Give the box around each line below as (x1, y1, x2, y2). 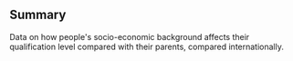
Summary (9, 7, 67, 23)
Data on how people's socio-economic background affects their (9, 31, 250, 42)
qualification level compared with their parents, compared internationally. (9, 41, 285, 52)
